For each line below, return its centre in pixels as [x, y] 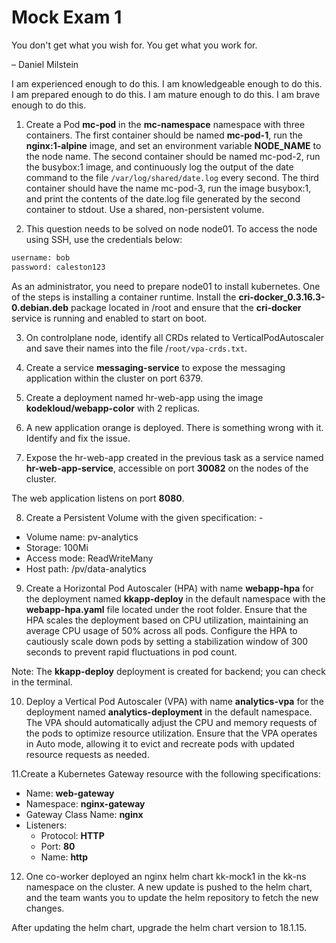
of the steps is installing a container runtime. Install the [124, 297]
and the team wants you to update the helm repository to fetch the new [172, 897]
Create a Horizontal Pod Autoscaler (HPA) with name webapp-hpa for [169, 588]
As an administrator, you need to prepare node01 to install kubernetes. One [166, 286]
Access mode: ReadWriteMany [89, 558]
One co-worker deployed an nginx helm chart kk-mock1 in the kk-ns [166, 876]
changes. [45, 908]
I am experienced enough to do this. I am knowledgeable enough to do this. [167, 83]
